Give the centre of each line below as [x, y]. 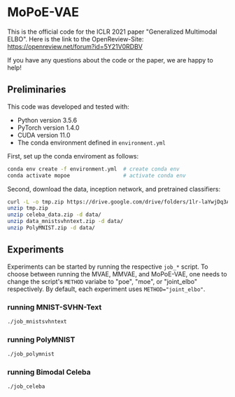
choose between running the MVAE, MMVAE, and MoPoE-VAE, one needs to [117, 274]
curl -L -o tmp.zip [36, 202]
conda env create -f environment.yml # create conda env [93, 169]
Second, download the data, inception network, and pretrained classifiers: [114, 189]
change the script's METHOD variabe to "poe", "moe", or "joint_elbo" [102, 281]
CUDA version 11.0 [44, 135]
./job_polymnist [31, 354]
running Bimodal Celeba [49, 372]
